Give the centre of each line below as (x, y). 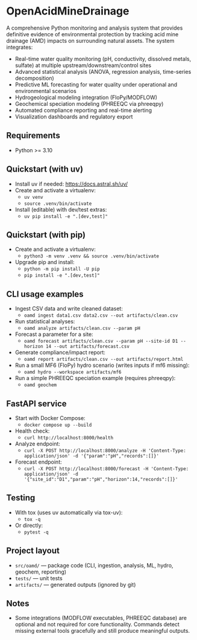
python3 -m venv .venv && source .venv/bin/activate (92, 256)
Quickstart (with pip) (46, 235)
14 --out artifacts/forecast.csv (87, 347)
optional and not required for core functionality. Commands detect (97, 624)
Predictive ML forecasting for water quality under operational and (96, 84)
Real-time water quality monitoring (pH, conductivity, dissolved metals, (103, 59)
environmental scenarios (45, 91)
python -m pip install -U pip (62, 269)
